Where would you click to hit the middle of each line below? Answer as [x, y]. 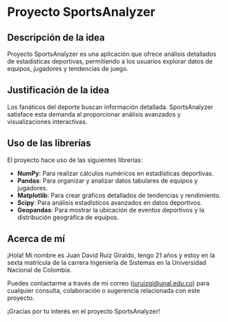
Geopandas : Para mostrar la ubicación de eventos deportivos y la [111, 210]
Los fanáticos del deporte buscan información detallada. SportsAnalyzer [110, 107]
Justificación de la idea [58, 90]
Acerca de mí [36, 239]
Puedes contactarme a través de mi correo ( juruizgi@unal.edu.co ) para [108, 283]
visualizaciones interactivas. [47, 121]
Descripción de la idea [56, 38]
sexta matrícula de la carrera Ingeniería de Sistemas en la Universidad [107, 263]
